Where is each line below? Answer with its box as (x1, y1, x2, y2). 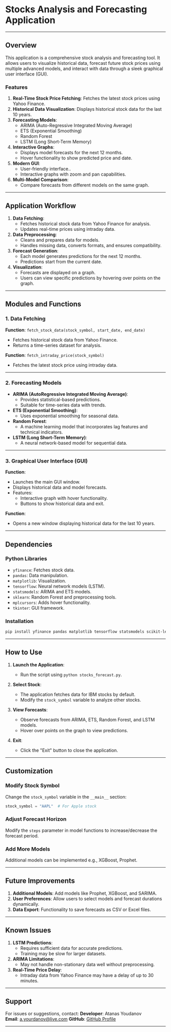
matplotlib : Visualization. (12, 578, 66, 584)
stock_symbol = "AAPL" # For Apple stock (5, 803, 97, 809)
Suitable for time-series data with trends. (20, 402, 106, 408)
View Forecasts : (12, 706, 48, 713)
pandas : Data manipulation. (12, 572, 69, 578)
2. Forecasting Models (5, 379, 62, 387)
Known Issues (5, 926, 51, 935)
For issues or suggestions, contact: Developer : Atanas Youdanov (5, 1011, 142, 1017)
